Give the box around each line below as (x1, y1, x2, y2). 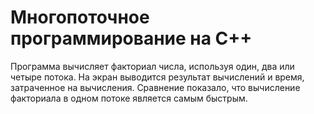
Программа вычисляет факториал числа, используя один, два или (10, 60, 295, 72)
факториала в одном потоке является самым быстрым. (10, 92, 248, 104)
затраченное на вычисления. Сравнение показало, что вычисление (10, 81, 301, 93)
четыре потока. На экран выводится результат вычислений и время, (10, 71, 305, 83)
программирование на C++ (10, 27, 253, 50)
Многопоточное (10, 6, 150, 29)
